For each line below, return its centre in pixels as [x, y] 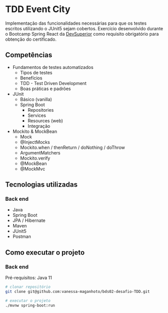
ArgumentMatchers [40, 152]
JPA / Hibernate [29, 220]
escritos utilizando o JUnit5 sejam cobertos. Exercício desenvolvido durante [84, 28]
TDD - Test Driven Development [53, 83]
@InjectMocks [35, 142]
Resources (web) [45, 121]
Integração [39, 126]
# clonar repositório [28, 287]
